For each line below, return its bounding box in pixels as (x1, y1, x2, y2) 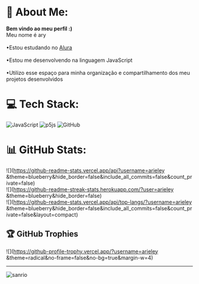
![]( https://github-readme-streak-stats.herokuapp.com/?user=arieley (6, 185, 174, 193)
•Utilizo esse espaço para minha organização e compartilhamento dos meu (6, 69, 191, 76)
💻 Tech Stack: (6, 97, 79, 111)
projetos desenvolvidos (6, 75, 63, 83)
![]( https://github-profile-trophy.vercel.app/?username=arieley (6, 248, 159, 255)
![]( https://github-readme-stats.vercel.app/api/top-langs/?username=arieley (6, 198, 192, 206)
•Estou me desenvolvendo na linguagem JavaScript (6, 56, 133, 64)
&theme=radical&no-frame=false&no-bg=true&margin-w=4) (6, 254, 153, 261)
